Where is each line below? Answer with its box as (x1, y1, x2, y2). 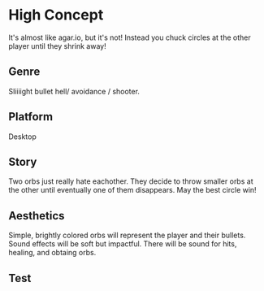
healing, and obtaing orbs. (8, 248, 97, 258)
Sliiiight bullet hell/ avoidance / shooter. (8, 86, 141, 96)
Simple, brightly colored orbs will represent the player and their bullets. (8, 230, 246, 241)
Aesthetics (8, 209, 65, 223)
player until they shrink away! (8, 41, 107, 50)
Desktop (8, 132, 37, 141)
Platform (8, 110, 54, 124)
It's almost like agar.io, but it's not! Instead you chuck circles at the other (8, 33, 251, 42)
